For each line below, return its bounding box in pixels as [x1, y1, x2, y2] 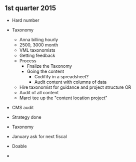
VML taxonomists [19, 47, 55, 53]
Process [19, 57, 36, 64]
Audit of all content [19, 89, 59, 95]
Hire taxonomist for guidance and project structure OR [19, 84, 131, 90]
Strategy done [11, 114, 41, 120]
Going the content [26, 68, 64, 74]
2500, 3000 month [19, 42, 58, 48]
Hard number [11, 17, 39, 23]
